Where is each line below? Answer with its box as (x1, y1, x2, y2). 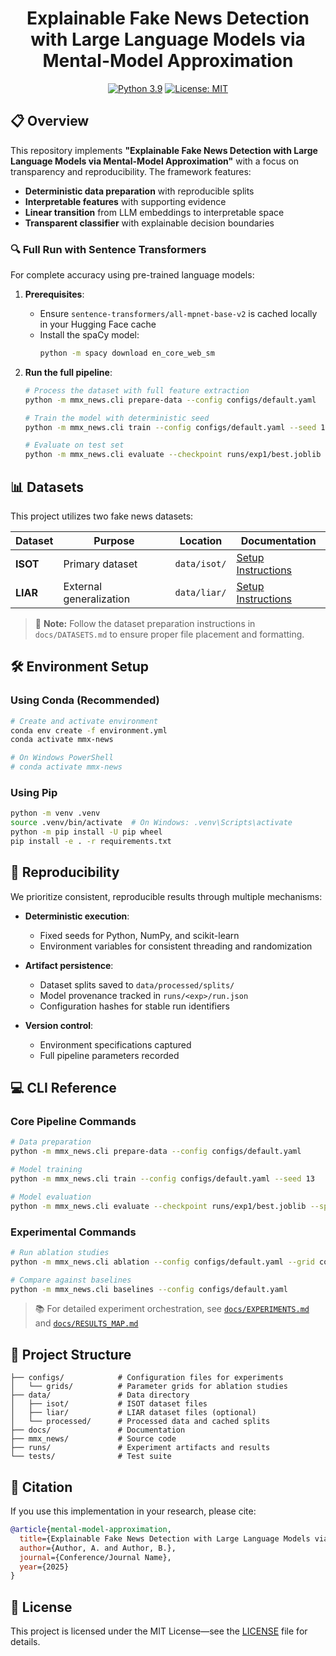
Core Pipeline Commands (10, 1114, 137, 1128)
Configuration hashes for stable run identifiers (39, 1000, 230, 1012)
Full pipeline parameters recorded (39, 1049, 180, 1061)
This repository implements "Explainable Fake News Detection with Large (10, 144, 318, 156)
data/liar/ (174, 587, 227, 598)
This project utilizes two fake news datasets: (10, 510, 194, 522)
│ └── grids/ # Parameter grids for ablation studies (10, 1382, 288, 1392)
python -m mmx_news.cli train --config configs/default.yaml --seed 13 (10, 1173, 315, 1184)
